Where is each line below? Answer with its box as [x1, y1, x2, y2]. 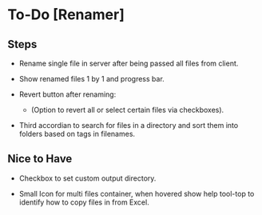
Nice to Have [7, 152, 73, 165]
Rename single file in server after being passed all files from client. [18, 58, 239, 68]
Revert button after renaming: [18, 90, 117, 99]
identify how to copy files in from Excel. [18, 197, 149, 207]
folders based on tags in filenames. [18, 129, 136, 138]
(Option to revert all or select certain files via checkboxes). [30, 106, 224, 114]
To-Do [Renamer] [7, 6, 125, 24]
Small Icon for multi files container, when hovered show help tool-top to [18, 189, 255, 198]
